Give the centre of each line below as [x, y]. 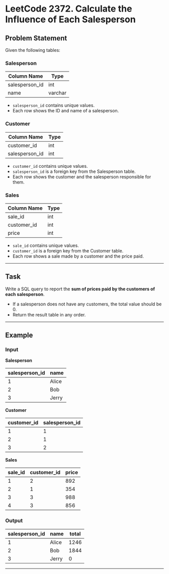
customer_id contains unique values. [50, 166]
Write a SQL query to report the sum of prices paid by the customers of [80, 289]
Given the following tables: [33, 50]
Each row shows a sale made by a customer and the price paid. [78, 256]
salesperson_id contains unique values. [53, 105]
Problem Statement [36, 38]
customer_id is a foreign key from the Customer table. [68, 250]
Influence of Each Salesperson [70, 19]
